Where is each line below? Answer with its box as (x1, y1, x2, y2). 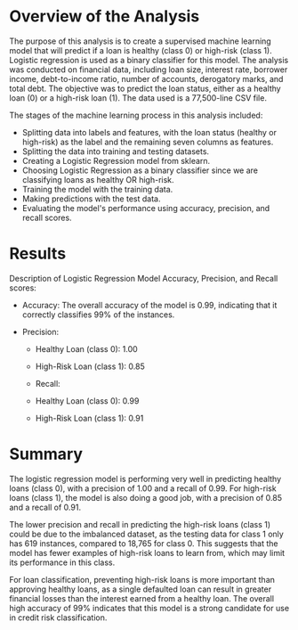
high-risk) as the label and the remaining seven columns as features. (21, 136, 274, 147)
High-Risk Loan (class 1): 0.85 (35, 361, 145, 372)
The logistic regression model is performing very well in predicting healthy (9, 473, 282, 484)
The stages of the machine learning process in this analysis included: (9, 110, 263, 120)
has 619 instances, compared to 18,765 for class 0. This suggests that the (9, 537, 278, 549)
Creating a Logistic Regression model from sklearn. (21, 155, 211, 166)
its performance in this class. (9, 557, 116, 568)
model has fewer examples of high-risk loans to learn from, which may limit (9, 547, 286, 558)
